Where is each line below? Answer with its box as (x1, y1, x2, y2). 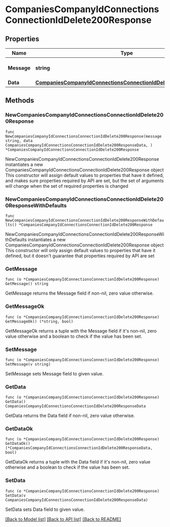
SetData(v (5, 493, 26, 498)
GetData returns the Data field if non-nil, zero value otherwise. (5, 412, 135, 419)
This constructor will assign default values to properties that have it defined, (5, 172, 164, 178)
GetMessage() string (5, 282, 49, 287)
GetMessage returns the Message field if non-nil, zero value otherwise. (5, 290, 154, 296)
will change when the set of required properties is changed (5, 183, 129, 189)
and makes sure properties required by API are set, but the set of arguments (5, 178, 164, 184)
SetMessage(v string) (5, 362, 51, 367)
